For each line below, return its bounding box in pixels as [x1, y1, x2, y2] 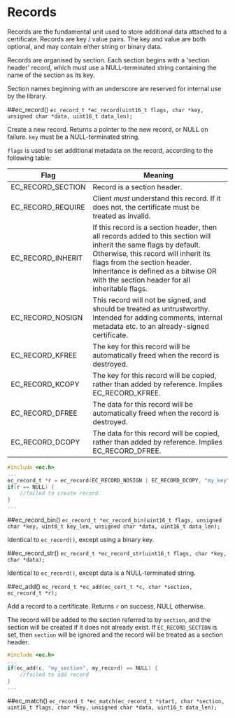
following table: [7, 154, 52, 162]
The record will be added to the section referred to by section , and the [7, 616, 211, 624]
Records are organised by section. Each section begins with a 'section [7, 55, 210, 64]
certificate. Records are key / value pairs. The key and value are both [7, 34, 206, 43]
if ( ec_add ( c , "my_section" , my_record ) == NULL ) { [7, 664, 158, 672]
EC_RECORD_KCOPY [10, 379, 80, 389]
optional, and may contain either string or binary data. [7, 42, 162, 50]
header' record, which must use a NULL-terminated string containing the [7, 63, 217, 72]
